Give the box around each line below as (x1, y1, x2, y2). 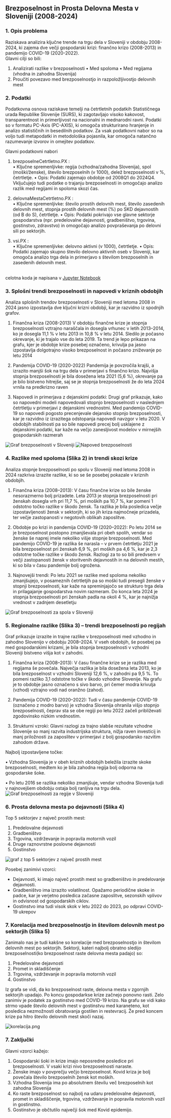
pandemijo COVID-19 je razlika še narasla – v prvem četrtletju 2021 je (12, 540, 158, 546)
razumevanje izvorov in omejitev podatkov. (5, 138, 95, 145)
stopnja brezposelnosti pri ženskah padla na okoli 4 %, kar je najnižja (12, 594, 158, 600)
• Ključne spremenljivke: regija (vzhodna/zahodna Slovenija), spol (12, 164, 152, 170)
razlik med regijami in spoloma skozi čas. (12, 185, 100, 191)
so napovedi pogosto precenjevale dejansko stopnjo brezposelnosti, (18, 410, 162, 416)
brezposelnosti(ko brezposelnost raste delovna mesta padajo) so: (5, 950, 143, 957)
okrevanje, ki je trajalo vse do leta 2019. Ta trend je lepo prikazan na (12, 336, 156, 342)
